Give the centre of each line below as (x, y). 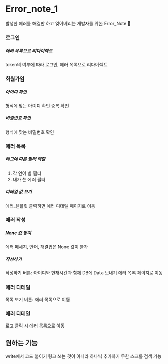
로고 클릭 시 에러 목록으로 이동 (35, 326)
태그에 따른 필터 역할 (25, 159)
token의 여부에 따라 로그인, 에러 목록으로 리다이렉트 (56, 64)
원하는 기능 (22, 343)
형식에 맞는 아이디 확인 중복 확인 (37, 106)
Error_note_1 (32, 9)
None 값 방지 (18, 233)
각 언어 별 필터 (27, 173)
